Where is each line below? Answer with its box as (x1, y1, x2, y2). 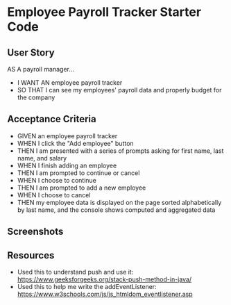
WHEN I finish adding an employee (17, 161, 117, 170)
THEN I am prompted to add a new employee (17, 183, 146, 192)
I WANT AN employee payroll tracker (17, 79, 123, 87)
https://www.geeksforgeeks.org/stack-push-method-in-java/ (17, 275, 192, 283)
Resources (7, 249, 55, 261)
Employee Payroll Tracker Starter (7, 4, 202, 20)
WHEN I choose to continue (17, 176, 97, 184)
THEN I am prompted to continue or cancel (17, 168, 140, 177)
